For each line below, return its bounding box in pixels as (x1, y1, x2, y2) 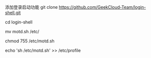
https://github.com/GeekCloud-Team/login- (58, 4, 146, 10)
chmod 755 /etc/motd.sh (5, 38, 55, 44)
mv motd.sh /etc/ (5, 29, 39, 34)
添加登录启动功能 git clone (5, 4, 58, 10)
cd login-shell (5, 19, 33, 25)
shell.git (5, 10, 21, 16)
